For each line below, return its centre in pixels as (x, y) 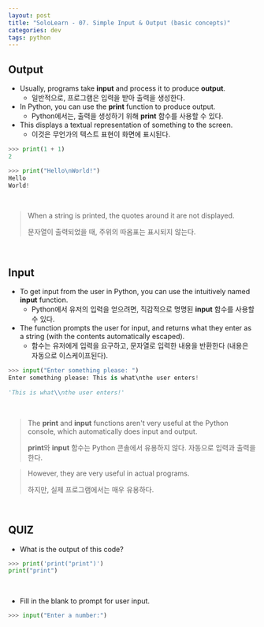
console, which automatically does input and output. (112, 431)
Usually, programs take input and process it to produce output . (123, 88)
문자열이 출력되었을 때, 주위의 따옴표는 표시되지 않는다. (112, 232)
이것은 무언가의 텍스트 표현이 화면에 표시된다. (101, 134)
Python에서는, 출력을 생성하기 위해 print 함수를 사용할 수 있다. (127, 116)
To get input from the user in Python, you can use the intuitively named (135, 292)
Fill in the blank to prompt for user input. (85, 601)
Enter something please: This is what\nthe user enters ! (104, 378)
